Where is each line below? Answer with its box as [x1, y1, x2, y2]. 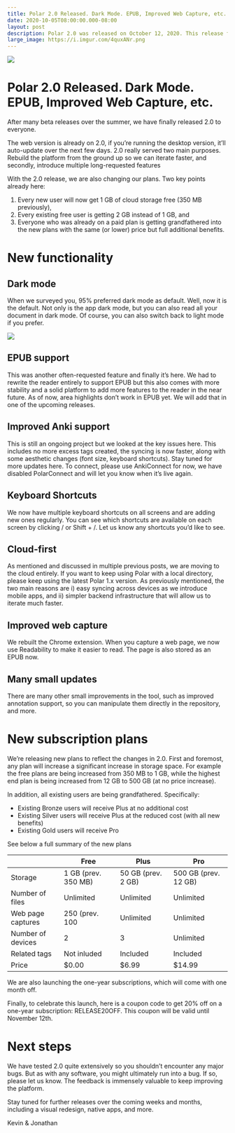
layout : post [7, 23, 45, 30]
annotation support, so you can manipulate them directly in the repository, [7, 699, 221, 708]
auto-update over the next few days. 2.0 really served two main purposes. [7, 146, 221, 155]
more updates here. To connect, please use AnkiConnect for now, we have [7, 462, 222, 470]
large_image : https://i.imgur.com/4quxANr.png [7, 36, 145, 43]
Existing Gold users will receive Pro [17, 826, 119, 835]
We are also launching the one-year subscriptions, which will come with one [7, 978, 227, 987]
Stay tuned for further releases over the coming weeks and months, [7, 1097, 203, 1106]
